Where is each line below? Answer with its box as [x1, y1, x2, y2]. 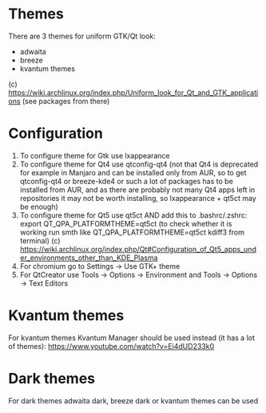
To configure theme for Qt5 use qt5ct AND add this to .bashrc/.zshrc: [19, 210, 248, 220]
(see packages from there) [22, 96, 110, 106]
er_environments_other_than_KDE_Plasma [19, 253, 158, 263]
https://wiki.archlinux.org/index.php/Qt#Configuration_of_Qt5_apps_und [19, 244, 257, 254]
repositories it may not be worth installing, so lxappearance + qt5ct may [19, 193, 257, 202]
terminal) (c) [19, 235, 62, 245]
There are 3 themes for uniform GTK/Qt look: [8, 31, 156, 41]
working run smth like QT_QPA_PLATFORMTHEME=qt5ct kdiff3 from [19, 227, 245, 237]
